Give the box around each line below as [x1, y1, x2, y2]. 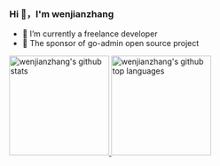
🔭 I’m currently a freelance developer [21, 28, 158, 39]
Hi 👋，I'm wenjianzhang [9, 7, 114, 20]
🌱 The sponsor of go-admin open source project [21, 38, 200, 49]
